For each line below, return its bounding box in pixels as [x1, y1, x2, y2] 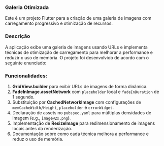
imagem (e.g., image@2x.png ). [12, 115, 71, 121]
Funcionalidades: [5, 72, 48, 79]
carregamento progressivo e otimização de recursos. [5, 20, 113, 26]
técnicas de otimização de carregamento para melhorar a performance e [5, 49, 153, 55]
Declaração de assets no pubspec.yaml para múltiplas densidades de [12, 109, 152, 115]
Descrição [5, 33, 31, 40]
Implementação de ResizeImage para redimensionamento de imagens [12, 120, 155, 126]
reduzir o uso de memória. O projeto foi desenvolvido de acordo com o [5, 54, 149, 60]
